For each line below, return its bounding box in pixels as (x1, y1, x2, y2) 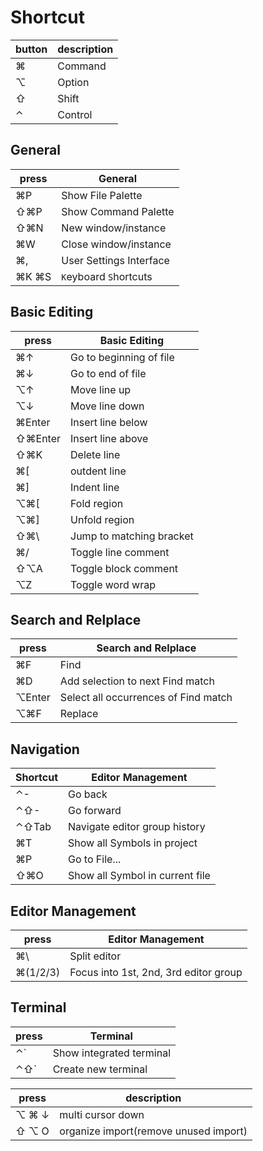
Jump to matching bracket (70, 529, 194, 543)
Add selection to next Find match (59, 674, 215, 688)
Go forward (68, 804, 122, 818)
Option (57, 75, 90, 89)
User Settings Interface (61, 253, 170, 267)
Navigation (10, 741, 80, 758)
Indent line (70, 480, 120, 494)
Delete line (70, 447, 121, 461)
